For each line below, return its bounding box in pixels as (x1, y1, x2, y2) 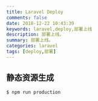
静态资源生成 (6, 72, 54, 83)
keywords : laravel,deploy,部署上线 (6, 26, 93, 32)
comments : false (6, 15, 47, 21)
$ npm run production (6, 89, 61, 95)
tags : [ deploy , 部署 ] (6, 49, 56, 55)
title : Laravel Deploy (6, 9, 64, 15)
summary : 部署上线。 (6, 37, 53, 43)
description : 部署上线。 (6, 32, 65, 38)
